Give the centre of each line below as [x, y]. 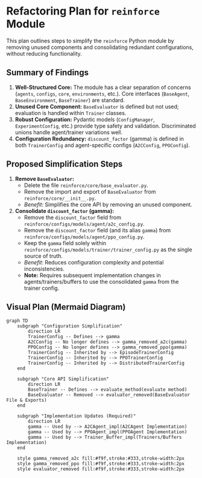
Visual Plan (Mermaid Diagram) [66, 307]
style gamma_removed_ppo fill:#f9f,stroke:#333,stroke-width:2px [101, 464]
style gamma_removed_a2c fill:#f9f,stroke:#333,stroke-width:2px [101, 459]
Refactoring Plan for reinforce [83, 11]
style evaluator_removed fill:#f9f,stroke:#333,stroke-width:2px [101, 469]
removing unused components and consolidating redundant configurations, [100, 47]
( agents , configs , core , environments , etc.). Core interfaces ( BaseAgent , [102, 93]
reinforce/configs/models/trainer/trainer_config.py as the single [108, 249]
